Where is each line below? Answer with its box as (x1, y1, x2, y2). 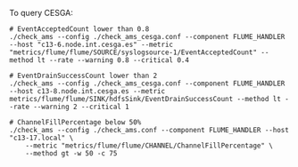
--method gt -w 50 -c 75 (25, 149, 118, 158)
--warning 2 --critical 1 (32, 102, 129, 111)
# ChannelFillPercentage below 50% (9, 118, 142, 127)
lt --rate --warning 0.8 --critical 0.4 (37, 56, 190, 65)
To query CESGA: (9, 8, 74, 18)
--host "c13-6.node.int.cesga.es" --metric (9, 40, 174, 49)
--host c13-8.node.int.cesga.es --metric (9, 87, 166, 96)
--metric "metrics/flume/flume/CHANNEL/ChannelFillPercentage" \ (25, 141, 274, 150)
